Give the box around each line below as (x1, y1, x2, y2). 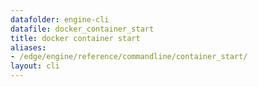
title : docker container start (10, 33, 141, 43)
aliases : (10, 42, 47, 53)
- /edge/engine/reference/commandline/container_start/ (10, 52, 248, 62)
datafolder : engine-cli (10, 14, 110, 25)
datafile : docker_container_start (10, 24, 155, 34)
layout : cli (10, 61, 60, 71)
